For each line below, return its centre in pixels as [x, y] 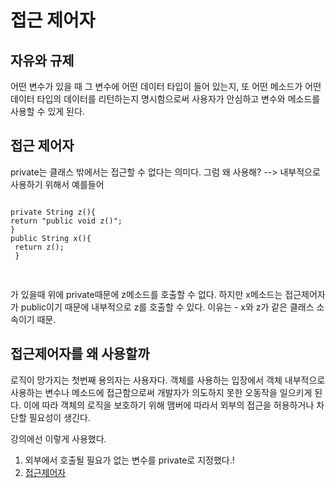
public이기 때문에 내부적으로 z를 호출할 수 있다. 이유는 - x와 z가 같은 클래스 [167, 307]
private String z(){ [53, 212]
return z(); [39, 247]
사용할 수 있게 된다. [47, 111]
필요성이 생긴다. [59, 417]
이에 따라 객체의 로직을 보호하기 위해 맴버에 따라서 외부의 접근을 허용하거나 [169, 405]
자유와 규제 [42, 60]
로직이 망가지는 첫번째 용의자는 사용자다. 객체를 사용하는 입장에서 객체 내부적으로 [168, 380]
